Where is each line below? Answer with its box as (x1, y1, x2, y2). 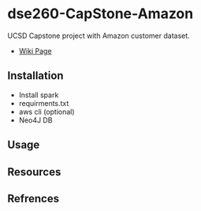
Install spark (18, 90, 59, 100)
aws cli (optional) (18, 107, 76, 116)
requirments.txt (18, 98, 69, 107)
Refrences (7, 191, 60, 205)
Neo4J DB (18, 115, 53, 125)
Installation (7, 69, 64, 83)
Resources (7, 165, 61, 179)
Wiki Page (18, 46, 52, 55)
